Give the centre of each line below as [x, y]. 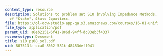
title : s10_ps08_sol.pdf [30, 41]
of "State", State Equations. [40, 19]
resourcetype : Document [29, 37]
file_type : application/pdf [33, 28]
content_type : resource [29, 9]
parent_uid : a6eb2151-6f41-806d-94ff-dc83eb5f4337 [57, 32]
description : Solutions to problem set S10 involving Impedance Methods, [81, 14]
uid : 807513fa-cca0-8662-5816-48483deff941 [50, 46]
